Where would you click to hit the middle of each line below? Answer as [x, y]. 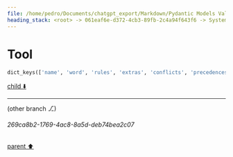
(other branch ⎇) [32, 109]
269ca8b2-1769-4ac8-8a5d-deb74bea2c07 [71, 124]
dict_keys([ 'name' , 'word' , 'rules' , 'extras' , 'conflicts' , [97, 73]
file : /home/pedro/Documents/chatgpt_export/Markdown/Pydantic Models [111, 13]
